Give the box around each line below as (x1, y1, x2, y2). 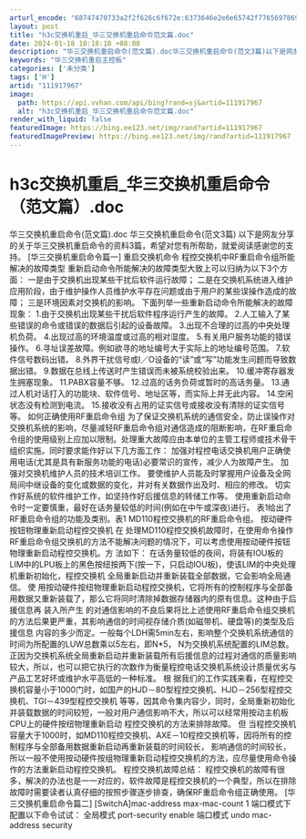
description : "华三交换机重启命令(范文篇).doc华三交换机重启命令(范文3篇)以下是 (9, 47, 287, 56)
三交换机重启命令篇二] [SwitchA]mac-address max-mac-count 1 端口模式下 (9, 798, 291, 809)
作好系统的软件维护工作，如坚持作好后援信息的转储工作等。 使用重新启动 (9, 490, 283, 501)
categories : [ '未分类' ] (9, 65, 96, 74)
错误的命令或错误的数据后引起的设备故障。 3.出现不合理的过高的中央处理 (16, 320, 291, 331)
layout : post (9, 22, 59, 31)
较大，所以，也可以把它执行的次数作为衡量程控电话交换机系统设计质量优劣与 (9, 661, 297, 672)
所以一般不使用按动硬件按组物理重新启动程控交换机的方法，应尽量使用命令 (9, 752, 289, 763)
